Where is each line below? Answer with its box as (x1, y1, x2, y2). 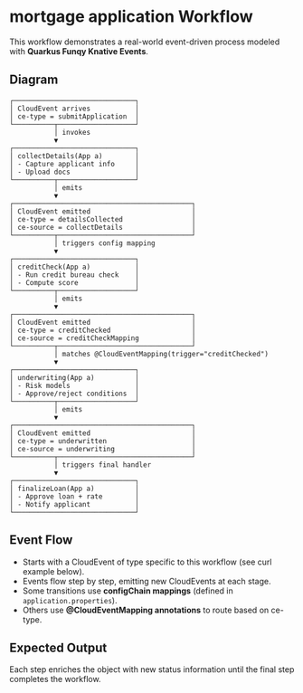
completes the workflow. (9, 674, 101, 685)
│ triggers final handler (53, 460, 152, 470)
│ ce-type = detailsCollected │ (9, 214, 196, 223)
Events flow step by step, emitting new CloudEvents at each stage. (22, 575, 271, 586)
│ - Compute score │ (9, 278, 140, 287)
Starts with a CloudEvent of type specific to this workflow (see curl (22, 556, 272, 567)
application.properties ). (22, 594, 118, 605)
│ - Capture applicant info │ (9, 159, 140, 168)
